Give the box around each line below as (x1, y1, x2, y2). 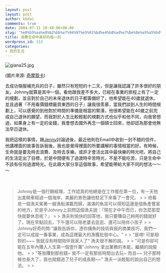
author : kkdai (5, 16, 35, 21)
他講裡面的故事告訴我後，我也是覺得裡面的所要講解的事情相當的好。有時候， (5, 143, 161, 149)
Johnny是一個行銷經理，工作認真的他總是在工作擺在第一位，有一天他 (17, 188, 158, 194)
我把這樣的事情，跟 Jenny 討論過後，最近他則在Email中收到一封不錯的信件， (5, 136, 159, 142)
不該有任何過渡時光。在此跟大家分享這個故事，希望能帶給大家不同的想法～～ (5, 161, 161, 167)
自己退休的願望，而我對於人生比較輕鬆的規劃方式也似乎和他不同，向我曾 (9, 114, 157, 119)
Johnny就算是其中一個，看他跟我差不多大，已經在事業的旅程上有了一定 (13, 89, 159, 95)
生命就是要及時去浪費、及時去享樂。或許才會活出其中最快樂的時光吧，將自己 (5, 149, 161, 155)
